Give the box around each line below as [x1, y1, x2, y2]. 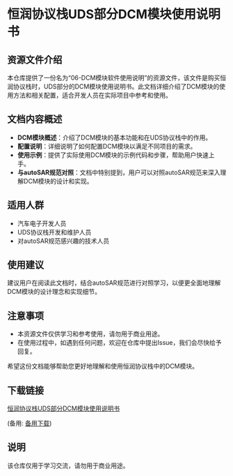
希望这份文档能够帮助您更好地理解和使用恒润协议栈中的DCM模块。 [7, 362, 198, 371]
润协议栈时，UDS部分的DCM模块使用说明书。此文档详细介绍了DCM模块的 [7, 82, 220, 91]
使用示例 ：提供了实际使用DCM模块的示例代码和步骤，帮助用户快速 [17, 151, 209, 159]
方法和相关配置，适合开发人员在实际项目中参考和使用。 [13, 91, 172, 99]
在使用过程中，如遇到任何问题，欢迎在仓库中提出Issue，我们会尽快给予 [17, 339, 222, 347]
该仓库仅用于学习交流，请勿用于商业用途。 [7, 461, 129, 470]
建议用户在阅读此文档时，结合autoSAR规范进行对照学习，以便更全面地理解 [7, 278, 221, 287]
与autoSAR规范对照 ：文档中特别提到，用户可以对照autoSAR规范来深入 [17, 168, 220, 177]
